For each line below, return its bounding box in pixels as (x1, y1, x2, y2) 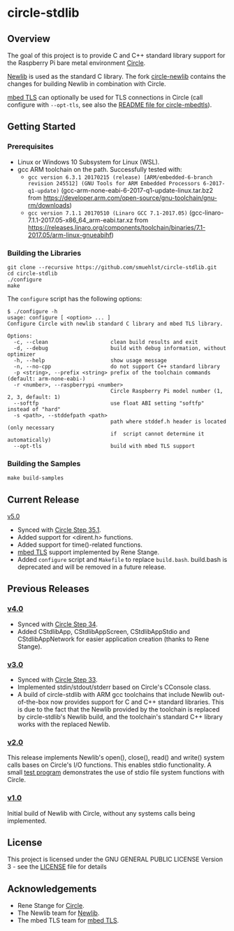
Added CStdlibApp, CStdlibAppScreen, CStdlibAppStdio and (17, 627, 190, 635)
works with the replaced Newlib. (17, 720, 110, 728)
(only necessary (7, 424, 54, 431)
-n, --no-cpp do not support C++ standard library (13, 363, 220, 370)
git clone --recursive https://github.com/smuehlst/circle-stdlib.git (7, 264, 217, 270)
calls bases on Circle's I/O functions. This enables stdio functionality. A (7, 760, 212, 770)
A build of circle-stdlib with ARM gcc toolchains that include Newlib (17, 691, 212, 699)
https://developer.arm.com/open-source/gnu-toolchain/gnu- (43, 194, 218, 202)
